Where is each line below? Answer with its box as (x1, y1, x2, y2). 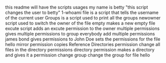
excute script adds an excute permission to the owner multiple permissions (5, 25, 160, 31)
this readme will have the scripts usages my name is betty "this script (5, 4, 148, 10)
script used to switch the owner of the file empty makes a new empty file (5, 20, 155, 26)
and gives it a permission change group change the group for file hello (5, 52, 150, 58)
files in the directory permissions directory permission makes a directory (5, 47, 155, 52)
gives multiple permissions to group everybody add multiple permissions (5, 31, 155, 36)
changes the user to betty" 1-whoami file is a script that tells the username (5, 9, 159, 15)
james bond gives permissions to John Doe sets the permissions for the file (5, 36, 160, 42)
